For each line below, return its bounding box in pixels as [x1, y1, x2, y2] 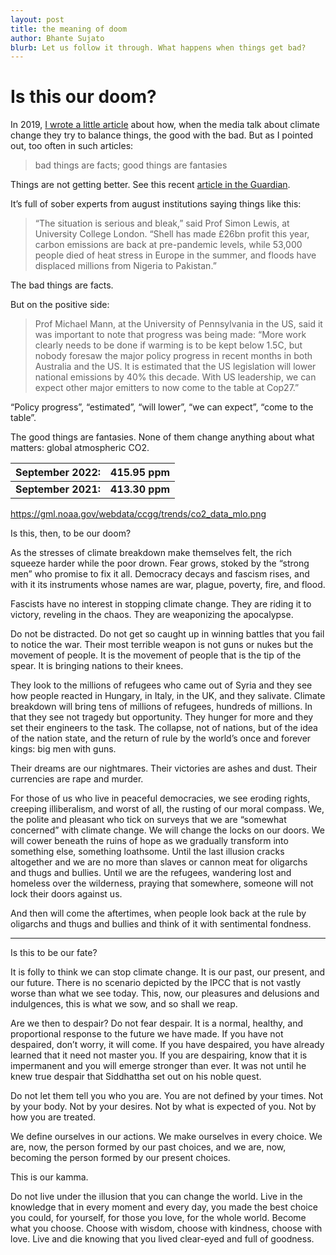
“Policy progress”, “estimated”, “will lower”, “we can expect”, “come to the [10, 401, 314, 413]
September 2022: [15, 466, 102, 480]
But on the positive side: [10, 299, 110, 311]
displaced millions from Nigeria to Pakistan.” [34, 260, 217, 272]
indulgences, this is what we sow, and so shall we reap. [10, 998, 238, 1010]
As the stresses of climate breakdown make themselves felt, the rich [10, 547, 292, 559]
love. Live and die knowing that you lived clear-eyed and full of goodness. [10, 1233, 315, 1245]
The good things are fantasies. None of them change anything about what [10, 431, 315, 443]
